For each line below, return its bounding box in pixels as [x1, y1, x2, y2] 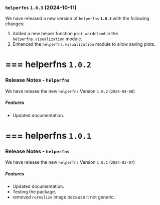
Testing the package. [12, 189, 56, 195]
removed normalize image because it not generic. [12, 194, 115, 200]
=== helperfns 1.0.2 [5, 59, 92, 70]
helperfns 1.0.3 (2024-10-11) [5, 4, 77, 11]
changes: [5, 21, 25, 27]
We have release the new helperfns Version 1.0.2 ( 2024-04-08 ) [5, 88, 135, 94]
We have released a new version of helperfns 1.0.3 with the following [5, 16, 149, 22]
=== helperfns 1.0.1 [5, 130, 92, 141]
